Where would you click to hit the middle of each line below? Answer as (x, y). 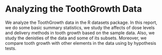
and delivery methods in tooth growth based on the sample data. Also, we (80, 33)
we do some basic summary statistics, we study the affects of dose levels (80, 27)
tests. (11, 48)
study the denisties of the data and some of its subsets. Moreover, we (76, 38)
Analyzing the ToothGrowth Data (74, 9)
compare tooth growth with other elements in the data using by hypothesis (81, 43)
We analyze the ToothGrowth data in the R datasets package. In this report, (81, 22)
